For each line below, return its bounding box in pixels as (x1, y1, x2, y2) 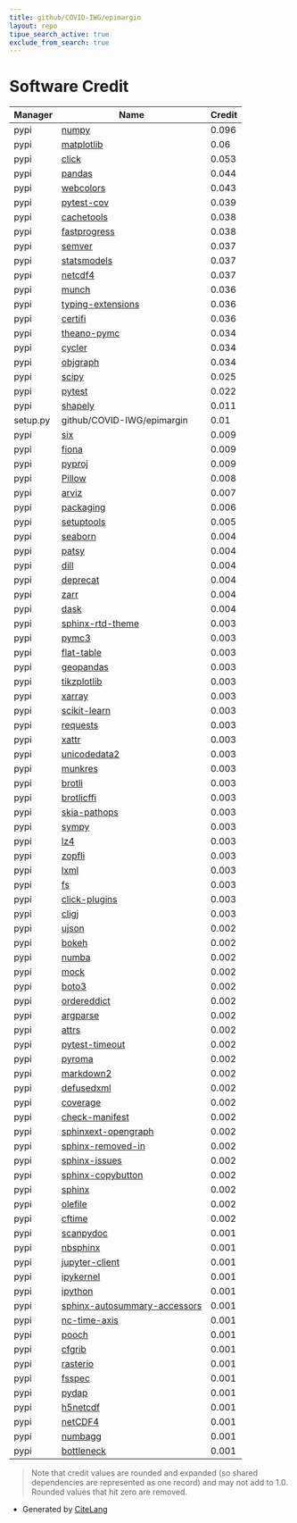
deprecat (61, 573, 100, 586)
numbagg (61, 1430, 103, 1443)
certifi (61, 313, 87, 325)
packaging (61, 501, 106, 514)
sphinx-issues (61, 1154, 122, 1167)
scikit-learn (61, 705, 111, 717)
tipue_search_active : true (9, 29, 110, 38)
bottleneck (61, 1444, 107, 1457)
